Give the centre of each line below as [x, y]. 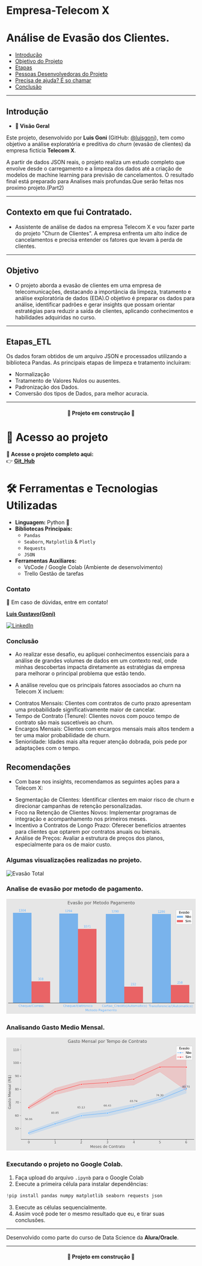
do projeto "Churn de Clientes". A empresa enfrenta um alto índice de [101, 233]
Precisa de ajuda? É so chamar [53, 80]
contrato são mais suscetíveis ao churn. [64, 723]
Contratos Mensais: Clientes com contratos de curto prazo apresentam [103, 704]
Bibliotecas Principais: [44, 529]
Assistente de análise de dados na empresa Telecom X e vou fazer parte [105, 227]
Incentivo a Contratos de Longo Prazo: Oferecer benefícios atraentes [100, 825]
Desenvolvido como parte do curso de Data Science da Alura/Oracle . [93, 1237]
